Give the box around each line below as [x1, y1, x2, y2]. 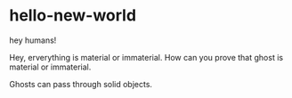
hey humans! [9, 35, 57, 45]
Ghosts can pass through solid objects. [9, 78, 153, 89]
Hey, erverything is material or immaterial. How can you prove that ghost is [9, 52, 283, 62]
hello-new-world [9, 5, 136, 26]
